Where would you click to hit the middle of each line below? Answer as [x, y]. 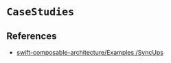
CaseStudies [41, 12]
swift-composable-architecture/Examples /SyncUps [90, 52]
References [32, 36]
